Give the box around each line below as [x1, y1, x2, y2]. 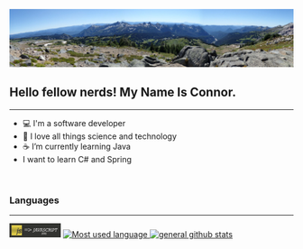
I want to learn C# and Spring [22, 153, 133, 164]
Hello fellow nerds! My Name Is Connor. [9, 85, 236, 100]
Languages [9, 194, 60, 207]
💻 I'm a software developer [22, 117, 126, 128]
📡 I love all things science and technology [22, 131, 178, 142]
